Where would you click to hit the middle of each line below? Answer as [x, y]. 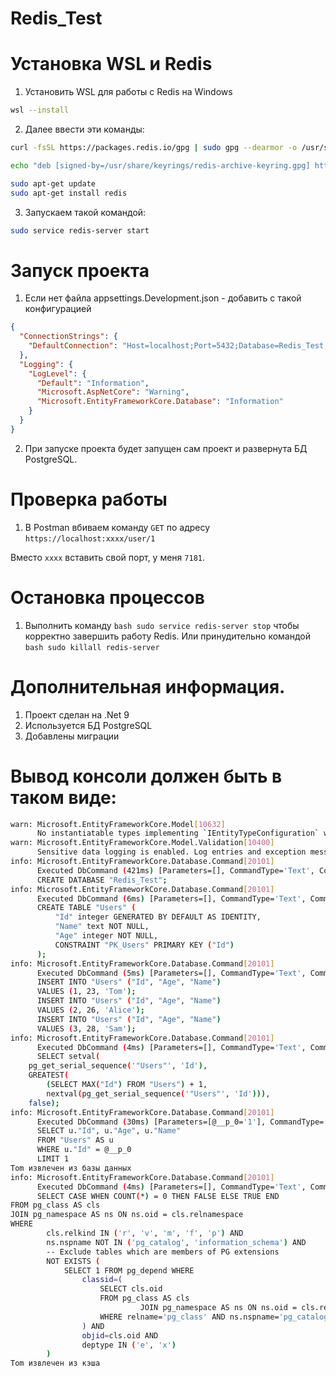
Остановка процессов [107, 597]
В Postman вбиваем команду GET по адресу [117, 527]
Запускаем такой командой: [85, 212]
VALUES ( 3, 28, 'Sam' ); [86, 1028]
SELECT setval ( [68, 1057]
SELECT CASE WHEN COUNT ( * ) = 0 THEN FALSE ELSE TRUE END [158, 1196]
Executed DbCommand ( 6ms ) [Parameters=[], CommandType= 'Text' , [171, 898]
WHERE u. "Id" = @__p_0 [84, 1150]
